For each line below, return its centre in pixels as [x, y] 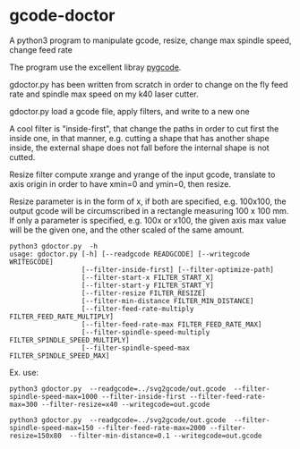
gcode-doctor [62, 16]
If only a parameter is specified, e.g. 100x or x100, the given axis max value [148, 220]
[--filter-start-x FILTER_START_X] [148, 277]
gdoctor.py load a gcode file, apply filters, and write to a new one [129, 111]
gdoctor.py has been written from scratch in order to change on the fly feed [149, 84]
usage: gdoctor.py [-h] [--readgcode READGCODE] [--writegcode [130, 254]
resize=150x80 [36, 436]
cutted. [22, 157]
